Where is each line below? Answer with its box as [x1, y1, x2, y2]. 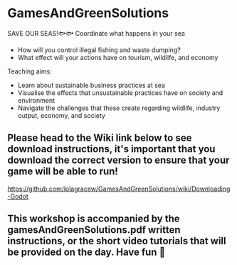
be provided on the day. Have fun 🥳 [7, 246, 166, 259]
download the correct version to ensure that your [7, 154, 230, 166]
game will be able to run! [7, 166, 119, 178]
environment [17, 96, 56, 104]
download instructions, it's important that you [7, 143, 216, 155]
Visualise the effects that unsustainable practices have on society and [17, 88, 223, 97]
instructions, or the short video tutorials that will [7, 235, 226, 247]
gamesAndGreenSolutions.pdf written [7, 224, 181, 236]
